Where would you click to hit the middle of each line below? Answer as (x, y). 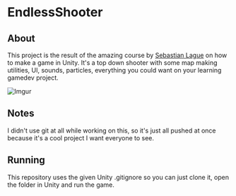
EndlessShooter (55, 12)
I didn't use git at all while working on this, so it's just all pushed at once (112, 130)
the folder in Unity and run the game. (61, 185)
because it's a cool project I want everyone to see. (81, 137)
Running (26, 160)
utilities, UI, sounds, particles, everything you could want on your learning (114, 70)
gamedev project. (33, 78)
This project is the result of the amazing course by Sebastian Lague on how (117, 55)
